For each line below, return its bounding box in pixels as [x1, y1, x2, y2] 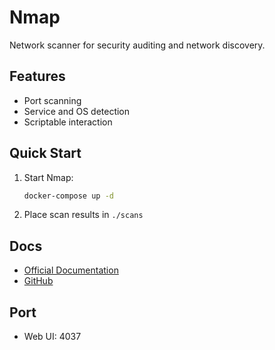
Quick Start [9, 145, 82, 162]
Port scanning [23, 94, 82, 106]
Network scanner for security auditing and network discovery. [9, 39, 266, 51]
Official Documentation [23, 264, 119, 276]
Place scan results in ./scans [23, 209, 144, 221]
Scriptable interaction [23, 116, 113, 128]
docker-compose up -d [23, 191, 114, 201]
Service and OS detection [23, 105, 131, 117]
